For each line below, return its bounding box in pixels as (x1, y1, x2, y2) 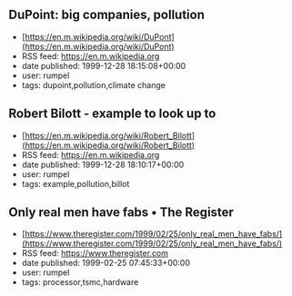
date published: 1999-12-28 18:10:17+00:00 (21, 159, 185, 170)
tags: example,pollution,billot (21, 178, 130, 189)
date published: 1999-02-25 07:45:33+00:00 (21, 258, 190, 269)
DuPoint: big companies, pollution (8, 7, 206, 23)
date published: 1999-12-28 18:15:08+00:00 (21, 60, 186, 71)
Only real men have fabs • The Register (8, 204, 234, 221)
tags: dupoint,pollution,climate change (21, 79, 166, 90)
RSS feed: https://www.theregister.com (21, 248, 169, 259)
